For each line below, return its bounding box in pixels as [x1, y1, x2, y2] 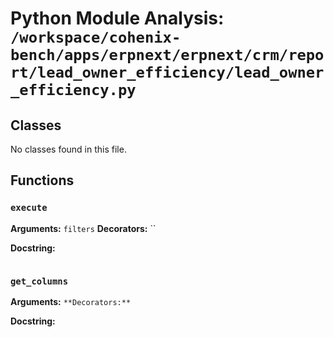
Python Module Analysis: [10, 7, 225, 30]
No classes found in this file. [10, 143, 127, 155]
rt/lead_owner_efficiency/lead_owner [10, 63, 325, 82]
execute [10, 202, 48, 214]
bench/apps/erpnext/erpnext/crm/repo [10, 46, 325, 65]
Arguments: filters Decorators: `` [10, 222, 157, 234]
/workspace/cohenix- [10, 28, 182, 47]
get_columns [10, 275, 69, 287]
